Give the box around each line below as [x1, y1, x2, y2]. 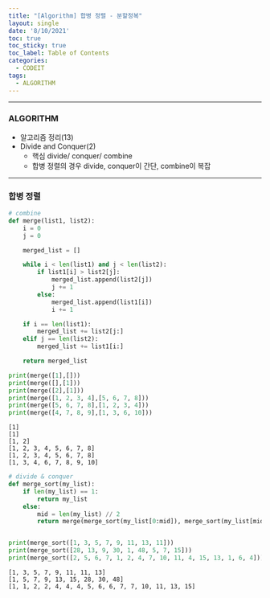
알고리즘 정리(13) [19, 132, 74, 141]
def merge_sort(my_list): [8, 480, 95, 489]
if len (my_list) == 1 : [22, 487, 99, 495]
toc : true [8, 34, 42, 43]
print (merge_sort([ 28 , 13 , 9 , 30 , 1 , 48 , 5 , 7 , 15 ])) [8, 547, 193, 555]
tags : [8, 72, 27, 80]
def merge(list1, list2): [8, 216, 95, 225]
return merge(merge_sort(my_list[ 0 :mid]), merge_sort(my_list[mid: [37, 518, 268, 526]
